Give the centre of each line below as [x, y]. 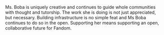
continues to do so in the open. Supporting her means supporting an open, [82, 23]
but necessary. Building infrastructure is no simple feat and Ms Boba [76, 17]
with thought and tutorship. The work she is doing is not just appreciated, [80, 12]
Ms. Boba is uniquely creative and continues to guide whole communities [80, 7]
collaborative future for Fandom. [38, 28]
